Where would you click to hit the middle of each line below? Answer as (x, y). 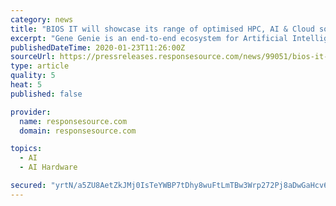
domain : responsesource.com (78, 131)
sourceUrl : (33, 57)
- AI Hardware (48, 167)
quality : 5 (33, 76)
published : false (46, 94)
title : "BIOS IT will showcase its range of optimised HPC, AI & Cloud (162, 29)
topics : (26, 149)
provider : (31, 112)
